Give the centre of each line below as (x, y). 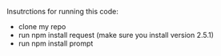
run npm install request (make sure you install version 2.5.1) (116, 35)
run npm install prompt (56, 43)
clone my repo (42, 26)
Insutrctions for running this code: (62, 11)
